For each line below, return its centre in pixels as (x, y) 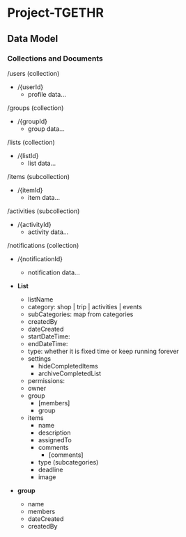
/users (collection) (33, 73)
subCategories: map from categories (80, 314)
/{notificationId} (40, 258)
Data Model (33, 39)
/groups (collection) (36, 108)
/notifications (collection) (43, 245)
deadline (51, 469)
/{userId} (30, 87)
